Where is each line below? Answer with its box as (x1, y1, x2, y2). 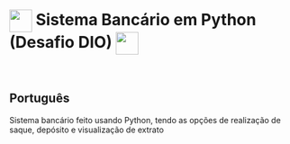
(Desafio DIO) (9, 31, 113, 52)
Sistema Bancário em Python (35, 9, 257, 30)
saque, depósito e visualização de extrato (9, 124, 165, 135)
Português (9, 91, 70, 106)
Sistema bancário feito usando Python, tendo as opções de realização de (9, 114, 281, 125)
